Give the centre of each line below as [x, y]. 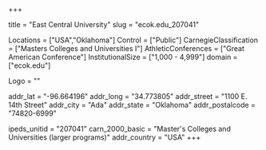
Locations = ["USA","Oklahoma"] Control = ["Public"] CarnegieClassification [133, 40]
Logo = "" [24, 81]
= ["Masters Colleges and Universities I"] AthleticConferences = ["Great [127, 48]
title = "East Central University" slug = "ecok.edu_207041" [104, 24]
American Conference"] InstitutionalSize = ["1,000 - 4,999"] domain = [123, 57]
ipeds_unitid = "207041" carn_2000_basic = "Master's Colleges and [120, 129]
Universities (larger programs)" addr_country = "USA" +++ [105, 137]
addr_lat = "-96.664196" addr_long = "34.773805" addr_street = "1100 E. [128, 96]
